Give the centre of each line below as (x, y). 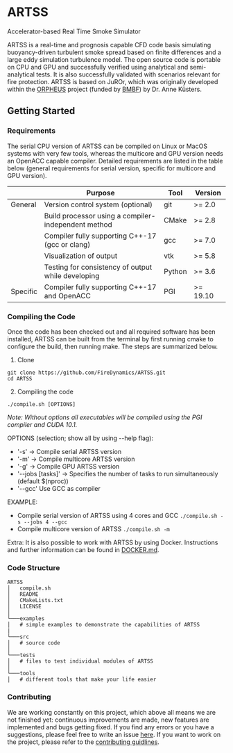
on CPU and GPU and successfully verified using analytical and (98, 67)
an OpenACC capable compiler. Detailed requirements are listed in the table (115, 161)
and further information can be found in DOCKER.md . (83, 549)
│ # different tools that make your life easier (82, 680)
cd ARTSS (20, 379)
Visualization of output (81, 256)
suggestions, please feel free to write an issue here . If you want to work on (114, 734)
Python (175, 271)
